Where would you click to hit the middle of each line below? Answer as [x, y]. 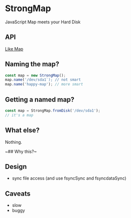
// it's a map [19, 115]
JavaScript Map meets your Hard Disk [43, 22]
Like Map [14, 49]
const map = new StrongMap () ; [36, 75]
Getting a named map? [40, 99]
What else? [22, 130]
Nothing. [14, 142]
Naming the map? [32, 64]
